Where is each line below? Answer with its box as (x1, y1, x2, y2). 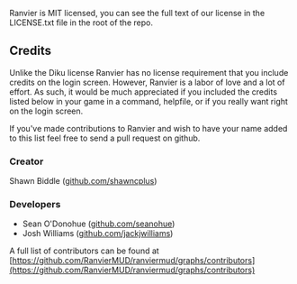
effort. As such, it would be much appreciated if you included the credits (9, 86, 277, 97)
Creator (9, 155, 44, 168)
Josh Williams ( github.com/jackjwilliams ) (22, 228, 174, 239)
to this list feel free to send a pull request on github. (9, 133, 201, 143)
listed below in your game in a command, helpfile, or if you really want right (9, 96, 288, 106)
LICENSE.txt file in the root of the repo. (9, 17, 153, 28)
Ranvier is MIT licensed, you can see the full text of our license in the (9, 8, 265, 18)
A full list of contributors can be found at (9, 245, 159, 256)
